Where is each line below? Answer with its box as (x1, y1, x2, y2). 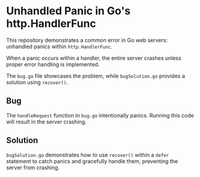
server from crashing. (6, 164, 60, 171)
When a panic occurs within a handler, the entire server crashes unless (6, 54, 181, 61)
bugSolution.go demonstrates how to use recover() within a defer (6, 151, 169, 159)
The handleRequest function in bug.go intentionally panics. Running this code (6, 111, 195, 119)
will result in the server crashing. (6, 118, 87, 125)
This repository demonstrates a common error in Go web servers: (6, 36, 168, 44)
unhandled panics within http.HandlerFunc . (6, 43, 113, 50)
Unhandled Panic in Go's (6, 4, 131, 18)
